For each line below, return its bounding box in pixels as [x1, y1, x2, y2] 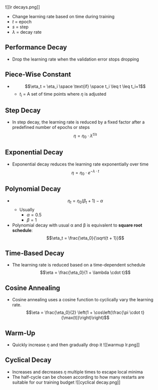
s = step [12, 24, 29, 30]
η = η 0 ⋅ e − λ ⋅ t [71, 168, 100, 176]
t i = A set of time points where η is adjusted [19, 91, 106, 98]
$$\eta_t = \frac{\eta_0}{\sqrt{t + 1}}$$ [46, 235, 124, 241]
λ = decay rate [12, 29, 42, 35]
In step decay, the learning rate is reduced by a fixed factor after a [12, 119, 145, 125]
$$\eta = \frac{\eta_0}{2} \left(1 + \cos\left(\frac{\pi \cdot [26, 309, 140, 315]
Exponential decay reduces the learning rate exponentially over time [12, 161, 149, 167]
